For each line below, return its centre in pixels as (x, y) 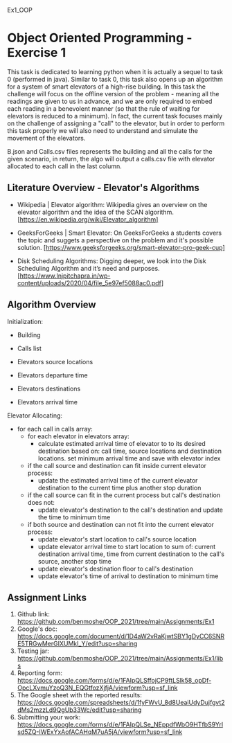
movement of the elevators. (46, 138)
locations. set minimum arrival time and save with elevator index (129, 458)
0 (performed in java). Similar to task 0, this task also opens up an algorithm (115, 79)
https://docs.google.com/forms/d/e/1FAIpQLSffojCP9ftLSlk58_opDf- (114, 681)
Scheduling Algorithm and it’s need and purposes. (89, 268)
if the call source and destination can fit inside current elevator (117, 465)
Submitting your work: (49, 717)
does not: (41, 502)
